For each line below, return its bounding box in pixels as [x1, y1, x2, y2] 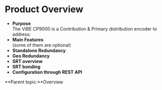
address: [12, 31, 31, 37]
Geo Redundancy [12, 52, 50, 59]
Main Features [12, 37, 44, 43]
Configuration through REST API [12, 69, 82, 75]
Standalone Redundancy [12, 47, 66, 53]
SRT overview [12, 58, 43, 64]
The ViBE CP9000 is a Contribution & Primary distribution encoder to [12, 25, 157, 32]
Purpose [12, 20, 31, 26]
